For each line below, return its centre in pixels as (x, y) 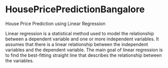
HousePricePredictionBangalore (75, 9)
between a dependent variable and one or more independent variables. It (82, 39)
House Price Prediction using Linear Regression (55, 24)
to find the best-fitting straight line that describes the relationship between (84, 55)
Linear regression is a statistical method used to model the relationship (80, 33)
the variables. (20, 60)
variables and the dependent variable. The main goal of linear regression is (84, 50)
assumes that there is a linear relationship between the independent (77, 44)
